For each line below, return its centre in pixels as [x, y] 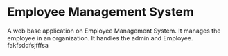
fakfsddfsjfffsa [28, 45]
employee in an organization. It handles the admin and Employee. [100, 38]
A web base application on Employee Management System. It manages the [114, 31]
